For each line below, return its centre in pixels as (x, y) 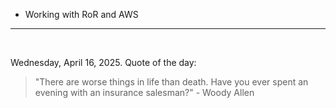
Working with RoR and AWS (81, 14)
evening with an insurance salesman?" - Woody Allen (144, 92)
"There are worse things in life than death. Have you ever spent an (171, 82)
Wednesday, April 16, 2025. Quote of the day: (103, 62)
